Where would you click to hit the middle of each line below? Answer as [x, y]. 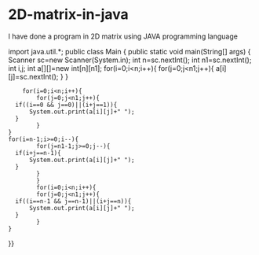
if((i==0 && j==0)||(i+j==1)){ [66, 105]
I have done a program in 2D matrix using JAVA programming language [123, 36]
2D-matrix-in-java [69, 15]
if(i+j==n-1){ [38, 153]
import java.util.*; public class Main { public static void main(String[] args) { [129, 51]
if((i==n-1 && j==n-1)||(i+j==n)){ [73, 201]
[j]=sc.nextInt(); [33, 76]
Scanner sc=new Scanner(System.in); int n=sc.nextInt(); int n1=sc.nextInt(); [130, 60]
